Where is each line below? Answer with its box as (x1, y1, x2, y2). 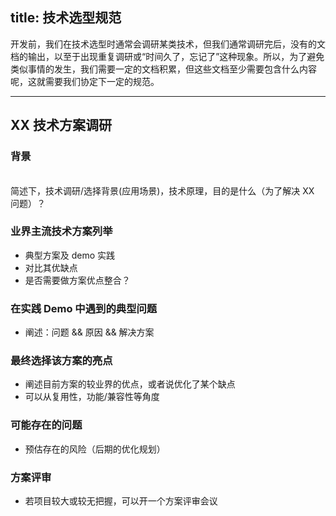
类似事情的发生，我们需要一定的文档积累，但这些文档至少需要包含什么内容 (10, 63, 317, 75)
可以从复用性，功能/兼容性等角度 (24, 391, 160, 403)
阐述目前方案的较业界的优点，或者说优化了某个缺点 (24, 378, 236, 390)
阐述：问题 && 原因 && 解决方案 (24, 326, 155, 338)
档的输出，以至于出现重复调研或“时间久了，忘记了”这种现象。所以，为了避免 (10, 50, 325, 62)
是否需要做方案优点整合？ (24, 274, 131, 286)
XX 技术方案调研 (10, 117, 112, 134)
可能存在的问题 (10, 418, 83, 432)
